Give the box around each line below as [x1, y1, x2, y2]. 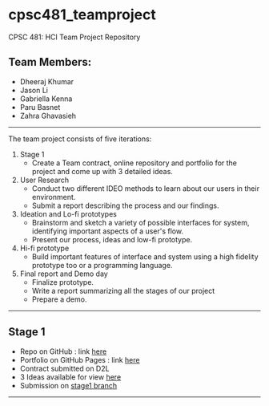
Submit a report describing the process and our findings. [31, 201, 219, 210]
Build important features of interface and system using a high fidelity [31, 251, 259, 262]
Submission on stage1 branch [19, 380, 118, 390]
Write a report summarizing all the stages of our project [31, 286, 215, 295]
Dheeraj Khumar [19, 76, 74, 86]
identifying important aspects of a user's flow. [31, 226, 184, 236]
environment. [31, 192, 76, 201]
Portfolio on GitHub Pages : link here [19, 355, 140, 364]
